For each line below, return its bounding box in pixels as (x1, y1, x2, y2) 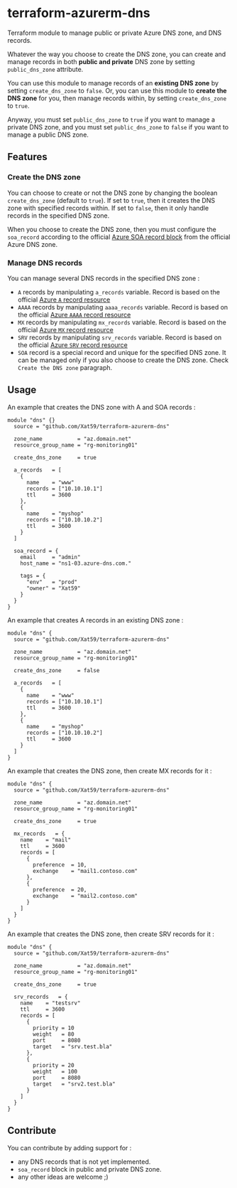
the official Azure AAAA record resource (17, 310, 131, 319)
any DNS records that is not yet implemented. (17, 1157, 151, 1166)
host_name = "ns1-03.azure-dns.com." (20, 560, 132, 567)
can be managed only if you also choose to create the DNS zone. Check (17, 356, 229, 364)
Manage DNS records (7, 258, 83, 267)
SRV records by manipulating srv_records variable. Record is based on (17, 333, 222, 341)
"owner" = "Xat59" (26, 585, 81, 592)
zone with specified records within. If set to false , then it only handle (7, 203, 209, 212)
